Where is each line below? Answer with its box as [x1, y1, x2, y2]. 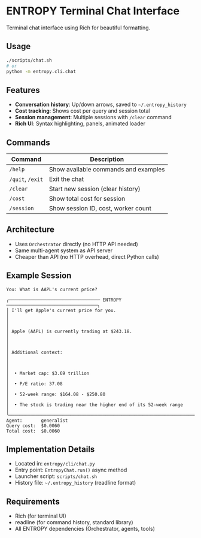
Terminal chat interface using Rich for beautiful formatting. [6, 24, 151, 31]
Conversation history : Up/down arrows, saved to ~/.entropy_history [14, 101, 187, 108]
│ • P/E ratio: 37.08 [6, 380, 63, 387]
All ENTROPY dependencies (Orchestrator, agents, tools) [14, 525, 156, 533]
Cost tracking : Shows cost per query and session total [14, 107, 150, 114]
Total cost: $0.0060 [6, 428, 60, 434]
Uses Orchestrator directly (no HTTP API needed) [14, 240, 139, 247]
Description [89, 155, 124, 163]
